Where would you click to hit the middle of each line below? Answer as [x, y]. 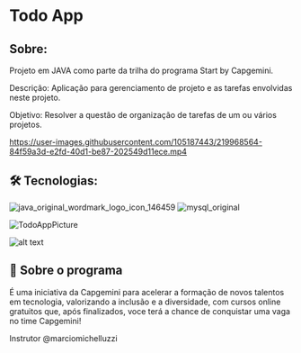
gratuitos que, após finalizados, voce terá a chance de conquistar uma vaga [150, 311]
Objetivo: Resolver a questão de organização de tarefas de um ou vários [143, 115]
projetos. [26, 124]
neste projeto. [35, 97]
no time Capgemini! [45, 321]
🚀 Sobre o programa [66, 271]
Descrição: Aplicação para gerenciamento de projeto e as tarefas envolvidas [151, 88]
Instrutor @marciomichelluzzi [64, 338]
